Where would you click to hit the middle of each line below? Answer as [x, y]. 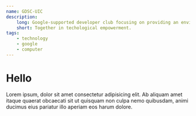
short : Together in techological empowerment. [74, 28]
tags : [13, 33]
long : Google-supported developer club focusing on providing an [98, 22]
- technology [32, 38]
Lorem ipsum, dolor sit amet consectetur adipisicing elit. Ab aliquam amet [94, 94]
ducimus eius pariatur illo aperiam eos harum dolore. [69, 107]
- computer [30, 50]
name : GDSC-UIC [24, 11]
